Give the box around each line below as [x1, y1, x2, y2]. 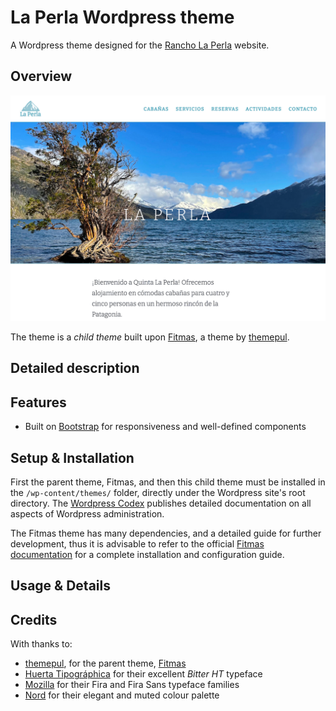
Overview [10, 68, 73, 85]
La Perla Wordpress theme [10, 6, 235, 29]
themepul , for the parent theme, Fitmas [24, 657, 187, 670]
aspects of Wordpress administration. [10, 508, 165, 520]
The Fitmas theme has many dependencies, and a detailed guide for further [10, 527, 322, 540]
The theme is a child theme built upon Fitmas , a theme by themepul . [10, 331, 290, 343]
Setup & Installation [10, 449, 135, 466]
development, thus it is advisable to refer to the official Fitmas [10, 538, 265, 550]
